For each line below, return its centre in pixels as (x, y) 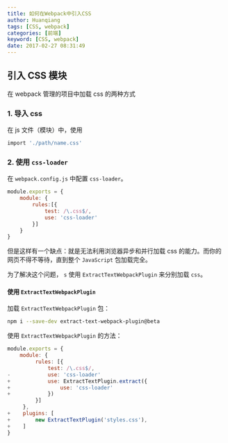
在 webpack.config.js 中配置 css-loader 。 (67, 178)
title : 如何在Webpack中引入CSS (49, 14)
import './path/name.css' (44, 143)
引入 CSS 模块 (37, 76)
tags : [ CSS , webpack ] (39, 26)
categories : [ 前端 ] (34, 33)
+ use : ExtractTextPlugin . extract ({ (78, 381)
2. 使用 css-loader (38, 162)
